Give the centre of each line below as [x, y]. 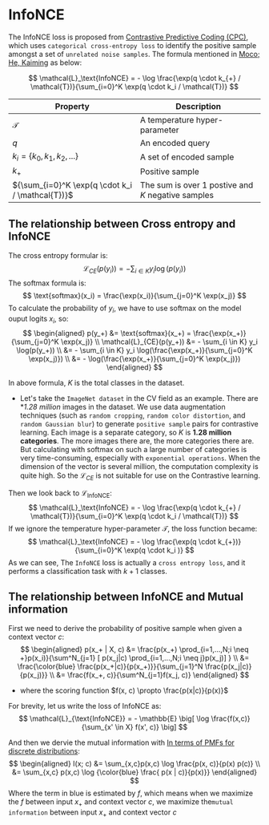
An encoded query [175, 143]
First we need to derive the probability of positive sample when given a [125, 628]
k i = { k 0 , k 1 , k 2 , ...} [45, 157]
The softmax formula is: [47, 283]
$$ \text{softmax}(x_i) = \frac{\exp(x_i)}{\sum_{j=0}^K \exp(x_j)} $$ [134, 295]
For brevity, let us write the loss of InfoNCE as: [85, 706]
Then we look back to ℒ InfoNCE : [60, 494]
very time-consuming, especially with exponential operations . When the [140, 458]
